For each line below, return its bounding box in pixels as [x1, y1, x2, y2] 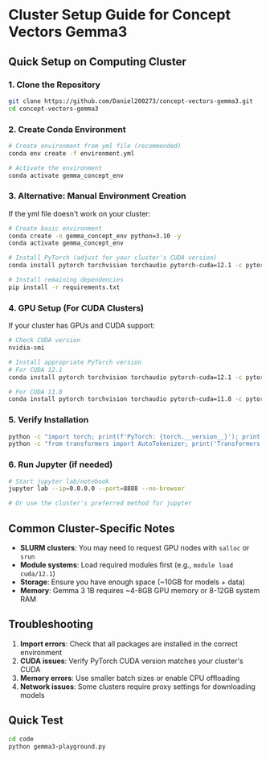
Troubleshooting [8, 617, 94, 631]
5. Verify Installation [8, 415, 89, 426]
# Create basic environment [8, 224, 103, 233]
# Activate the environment [8, 163, 103, 172]
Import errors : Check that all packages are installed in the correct [19, 638, 239, 649]
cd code [8, 735, 35, 743]
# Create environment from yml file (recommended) [8, 142, 182, 150]
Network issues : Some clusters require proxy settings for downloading [19, 682, 256, 691]
